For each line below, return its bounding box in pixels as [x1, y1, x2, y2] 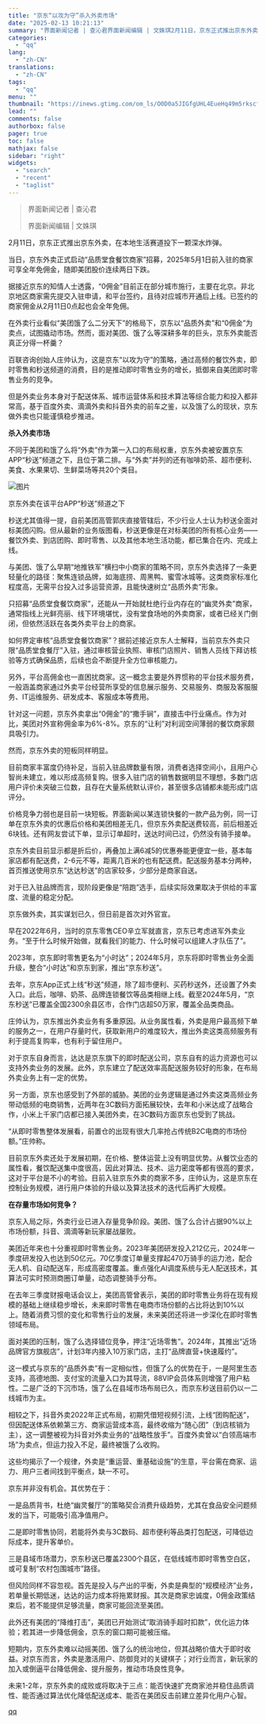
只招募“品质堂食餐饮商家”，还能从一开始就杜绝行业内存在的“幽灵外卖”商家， [8, 598, 256, 608]
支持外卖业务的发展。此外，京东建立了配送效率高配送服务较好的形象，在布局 [8, 1062, 258, 1072]
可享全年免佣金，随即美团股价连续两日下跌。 [8, 264, 154, 274]
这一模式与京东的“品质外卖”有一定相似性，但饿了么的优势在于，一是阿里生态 [8, 1363, 257, 1373]
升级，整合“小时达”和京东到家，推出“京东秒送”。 [8, 962, 166, 972]
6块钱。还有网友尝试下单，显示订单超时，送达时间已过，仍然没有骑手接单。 [8, 828, 256, 838]
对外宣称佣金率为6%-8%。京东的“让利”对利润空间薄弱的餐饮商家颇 [35, 719, 255, 728]
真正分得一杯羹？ [8, 338, 64, 347]
